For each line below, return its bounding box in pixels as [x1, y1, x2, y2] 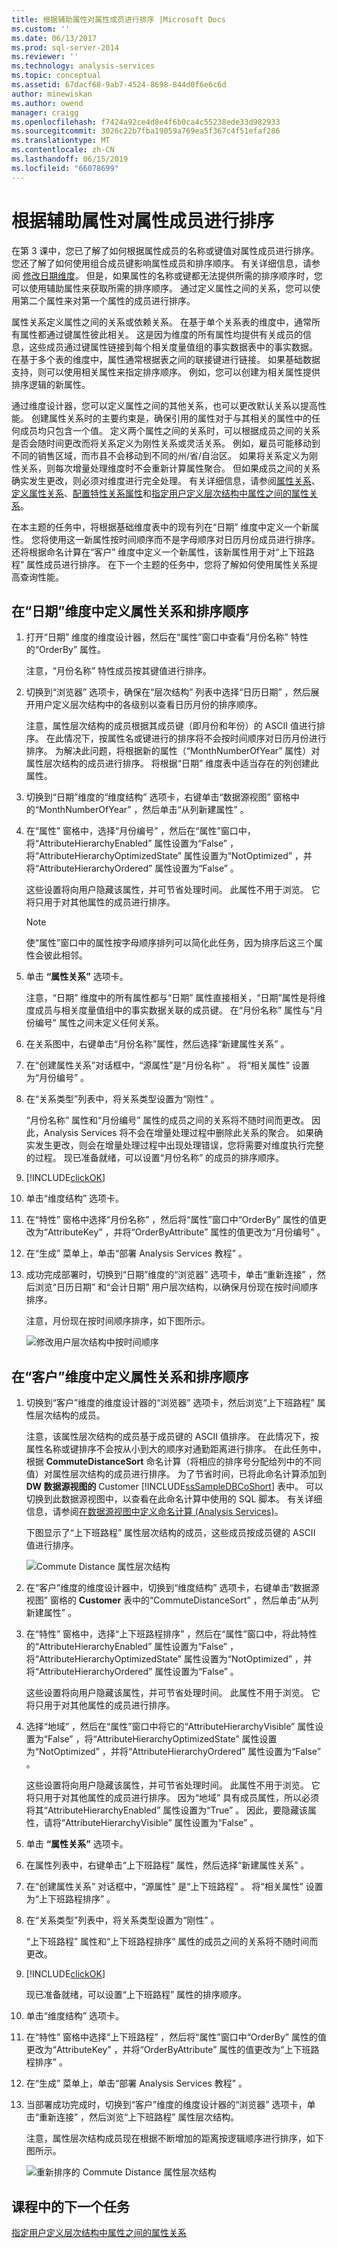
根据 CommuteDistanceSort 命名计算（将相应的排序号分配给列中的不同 [25, 1456, 322, 1468]
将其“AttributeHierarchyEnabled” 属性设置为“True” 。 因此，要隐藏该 [25, 1804, 309, 1816]
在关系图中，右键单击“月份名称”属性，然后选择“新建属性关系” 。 [25, 1038, 290, 1050]
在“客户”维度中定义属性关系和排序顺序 [11, 1368, 249, 1385]
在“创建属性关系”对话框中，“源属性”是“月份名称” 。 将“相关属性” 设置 [25, 1059, 310, 1071]
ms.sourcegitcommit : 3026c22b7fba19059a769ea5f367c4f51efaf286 [11, 126, 281, 136]
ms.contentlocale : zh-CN [11, 145, 115, 155]
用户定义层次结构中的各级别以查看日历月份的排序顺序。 [34, 699, 263, 711]
